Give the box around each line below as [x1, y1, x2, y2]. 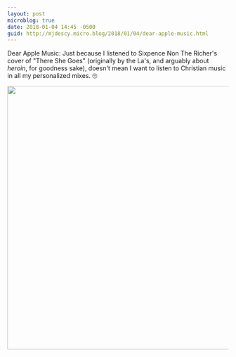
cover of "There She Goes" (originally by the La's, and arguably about [7, 57, 209, 65]
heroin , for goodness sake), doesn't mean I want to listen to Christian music [7, 64, 226, 72]
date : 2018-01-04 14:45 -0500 [7, 23, 96, 30]
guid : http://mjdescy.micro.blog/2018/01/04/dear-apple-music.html [7, 30, 209, 37]
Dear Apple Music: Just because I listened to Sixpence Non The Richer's [7, 49, 218, 58]
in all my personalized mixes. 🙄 [7, 72, 98, 80]
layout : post [7, 10, 46, 18]
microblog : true [7, 17, 55, 24]
